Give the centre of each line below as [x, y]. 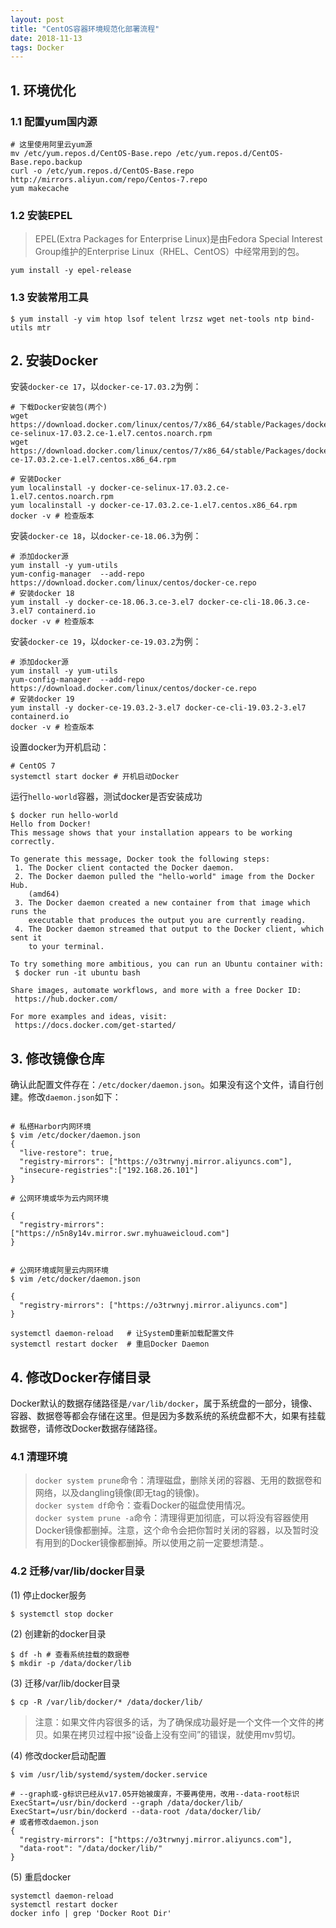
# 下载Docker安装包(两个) [59, 407]
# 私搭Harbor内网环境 [51, 1127]
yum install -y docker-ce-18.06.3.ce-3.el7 [102, 602]
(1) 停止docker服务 [48, 1595]
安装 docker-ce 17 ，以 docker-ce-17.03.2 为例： [106, 387]
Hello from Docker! [51, 824]
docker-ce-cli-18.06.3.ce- [254, 602]
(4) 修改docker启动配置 [58, 1755]
